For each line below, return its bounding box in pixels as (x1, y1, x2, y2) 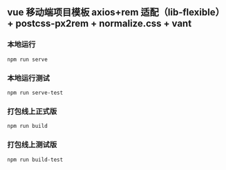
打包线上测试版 (7, 140, 57, 150)
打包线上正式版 (7, 106, 57, 116)
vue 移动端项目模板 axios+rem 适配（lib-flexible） (7, 6, 225, 19)
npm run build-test (7, 156, 64, 163)
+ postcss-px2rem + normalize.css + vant (7, 18, 192, 30)
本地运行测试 (7, 73, 50, 83)
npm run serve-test (7, 89, 64, 96)
